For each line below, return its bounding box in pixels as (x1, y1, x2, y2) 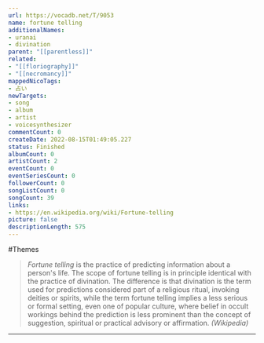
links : (8, 201, 30, 209)
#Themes (8, 245, 39, 254)
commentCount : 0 (8, 128, 61, 136)
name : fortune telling (8, 19, 82, 27)
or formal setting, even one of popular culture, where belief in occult (27, 301, 249, 311)
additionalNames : (8, 26, 65, 34)
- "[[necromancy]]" (8, 70, 72, 78)
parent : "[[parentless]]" (8, 48, 93, 56)
